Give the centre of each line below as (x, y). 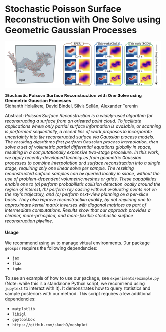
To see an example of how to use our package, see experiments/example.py (82, 278)
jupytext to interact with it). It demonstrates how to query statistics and (78, 288)
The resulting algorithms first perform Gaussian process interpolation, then (82, 142)
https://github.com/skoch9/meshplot (50, 325)
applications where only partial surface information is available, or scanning (83, 126)
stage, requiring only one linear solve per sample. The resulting (70, 168)
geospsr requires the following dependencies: (51, 248)
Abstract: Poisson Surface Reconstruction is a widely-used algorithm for (79, 116)
